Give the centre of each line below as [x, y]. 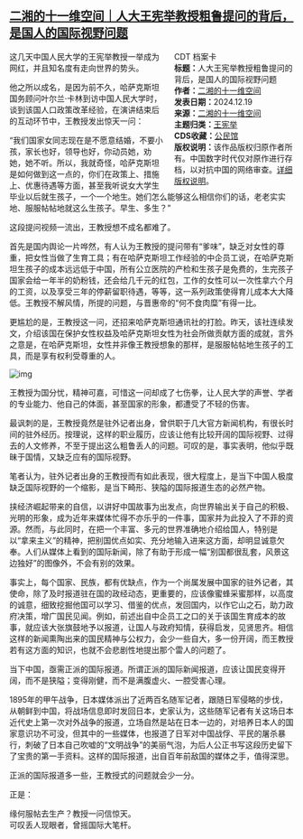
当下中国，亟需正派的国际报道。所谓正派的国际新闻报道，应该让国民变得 [143, 669]
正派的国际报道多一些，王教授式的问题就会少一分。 [104, 775]
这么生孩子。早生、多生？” [121, 208]
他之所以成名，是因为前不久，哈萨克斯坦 [84, 87]
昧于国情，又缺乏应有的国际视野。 [73, 457]
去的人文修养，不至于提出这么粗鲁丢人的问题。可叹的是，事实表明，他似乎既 [151, 445]
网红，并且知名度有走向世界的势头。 [77, 68]
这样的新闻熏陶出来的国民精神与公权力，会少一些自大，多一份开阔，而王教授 [151, 639]
